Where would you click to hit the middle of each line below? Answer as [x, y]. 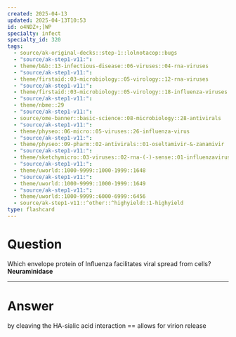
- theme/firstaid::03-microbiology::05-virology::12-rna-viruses [111, 79]
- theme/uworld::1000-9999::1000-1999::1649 [80, 183]
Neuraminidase [30, 271]
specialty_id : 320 [34, 40]
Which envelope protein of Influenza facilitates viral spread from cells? [109, 263]
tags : [15, 46]
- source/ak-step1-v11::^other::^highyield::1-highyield [99, 203]
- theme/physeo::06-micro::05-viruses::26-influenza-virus [102, 131]
